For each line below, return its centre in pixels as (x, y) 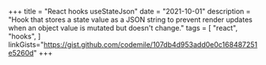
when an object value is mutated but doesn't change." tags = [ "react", (123, 28)
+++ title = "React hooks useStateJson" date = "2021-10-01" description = (129, 11)
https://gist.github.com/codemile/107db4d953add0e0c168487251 (150, 45)
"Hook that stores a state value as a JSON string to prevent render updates (131, 20)
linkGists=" (26, 45)
